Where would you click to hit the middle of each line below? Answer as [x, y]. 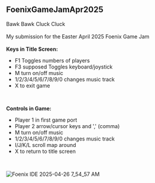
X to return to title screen [45, 151]
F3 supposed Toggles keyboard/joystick [64, 67]
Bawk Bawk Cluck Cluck [36, 24]
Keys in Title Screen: [32, 49]
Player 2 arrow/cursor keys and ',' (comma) [67, 126]
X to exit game [32, 86]
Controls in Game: [29, 108]
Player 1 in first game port [46, 120]
